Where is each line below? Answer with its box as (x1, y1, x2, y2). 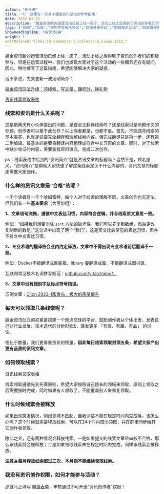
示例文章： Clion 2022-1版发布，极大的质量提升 (5, 291, 100, 297)
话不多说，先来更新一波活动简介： (5, 75, 74, 81)
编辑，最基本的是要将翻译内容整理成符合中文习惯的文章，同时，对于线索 (13, 140, 159, 146)
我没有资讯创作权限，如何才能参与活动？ (5, 472, 100, 478)
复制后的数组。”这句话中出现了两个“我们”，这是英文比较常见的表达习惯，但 (5, 227, 154, 233)
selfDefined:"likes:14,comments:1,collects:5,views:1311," (5, 39, 128, 44)
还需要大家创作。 (5, 169, 40, 175)
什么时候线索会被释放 (5, 401, 55, 408)
